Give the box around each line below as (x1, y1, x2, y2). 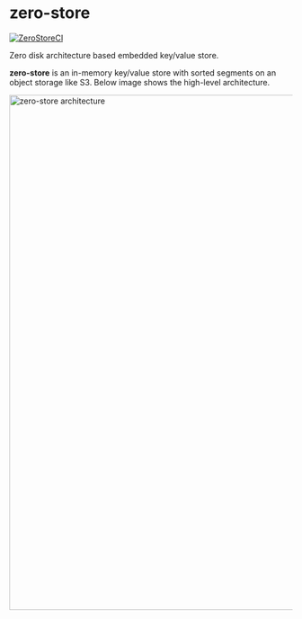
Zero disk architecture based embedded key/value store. (9, 49, 219, 60)
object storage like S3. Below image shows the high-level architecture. (9, 76, 271, 87)
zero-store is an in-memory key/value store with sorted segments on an (9, 67, 277, 78)
